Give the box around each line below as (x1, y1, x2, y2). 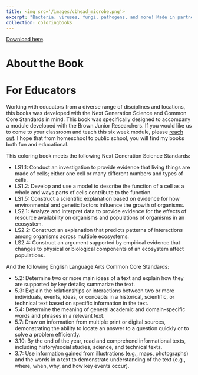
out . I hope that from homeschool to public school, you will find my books (6, 134, 184, 142)
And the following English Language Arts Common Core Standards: (6, 263, 169, 270)
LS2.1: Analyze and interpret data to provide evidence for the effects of (14, 207, 187, 214)
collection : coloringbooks (6, 19, 72, 25)
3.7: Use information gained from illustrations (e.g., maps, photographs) (14, 350, 189, 357)
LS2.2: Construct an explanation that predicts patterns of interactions (14, 226, 183, 233)
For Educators (6, 83, 77, 97)
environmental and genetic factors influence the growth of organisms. (14, 201, 184, 208)
